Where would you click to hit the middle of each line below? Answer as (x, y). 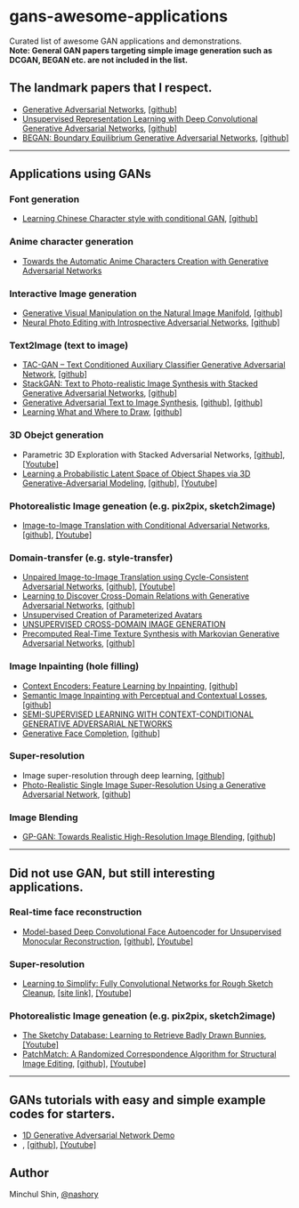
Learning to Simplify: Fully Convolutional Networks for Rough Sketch (147, 984)
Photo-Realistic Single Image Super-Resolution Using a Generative (144, 785)
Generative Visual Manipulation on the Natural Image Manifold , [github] (152, 313)
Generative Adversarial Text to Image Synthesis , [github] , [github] (142, 403)
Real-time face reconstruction (76, 912)
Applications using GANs (80, 174)
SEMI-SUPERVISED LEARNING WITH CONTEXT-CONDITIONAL (137, 714)
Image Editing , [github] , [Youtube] (84, 1064)
